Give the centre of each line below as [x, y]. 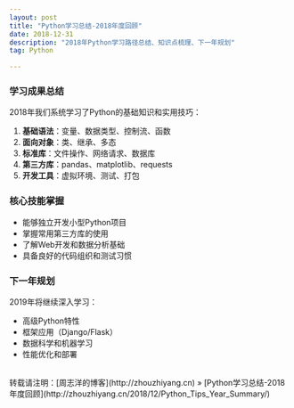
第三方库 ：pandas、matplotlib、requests [97, 165]
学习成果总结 [37, 92]
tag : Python [31, 51]
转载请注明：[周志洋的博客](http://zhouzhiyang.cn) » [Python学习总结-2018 [147, 383]
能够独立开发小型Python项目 [74, 222]
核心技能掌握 [37, 201]
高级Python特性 [51, 321]
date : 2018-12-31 [41, 34]
